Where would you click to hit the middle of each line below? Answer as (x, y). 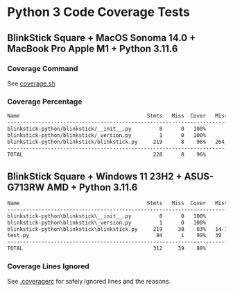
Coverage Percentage (45, 102)
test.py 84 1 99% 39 (114, 236)
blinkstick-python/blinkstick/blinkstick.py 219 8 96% (107, 142)
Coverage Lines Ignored (49, 266)
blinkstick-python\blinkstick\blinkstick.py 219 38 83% (107, 229)
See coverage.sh (31, 83)
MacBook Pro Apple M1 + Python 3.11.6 (93, 48)
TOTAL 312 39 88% (107, 249)
